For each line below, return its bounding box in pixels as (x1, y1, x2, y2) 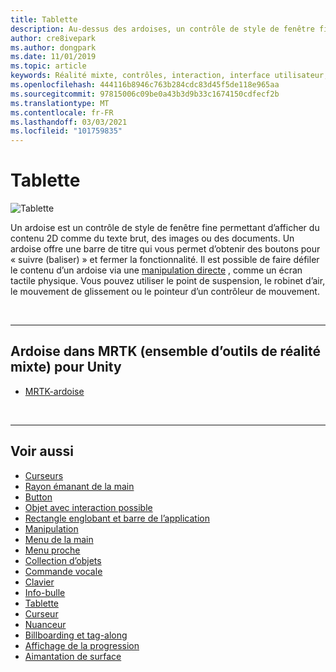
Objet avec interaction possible (24, 501, 153, 513)
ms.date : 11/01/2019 (10, 52, 97, 62)
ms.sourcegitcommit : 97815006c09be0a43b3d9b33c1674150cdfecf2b (10, 89, 280, 99)
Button (24, 491, 53, 503)
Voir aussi (10, 443, 74, 460)
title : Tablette (10, 14, 78, 25)
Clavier (24, 576, 55, 588)
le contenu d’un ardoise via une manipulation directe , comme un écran (10, 264, 303, 276)
